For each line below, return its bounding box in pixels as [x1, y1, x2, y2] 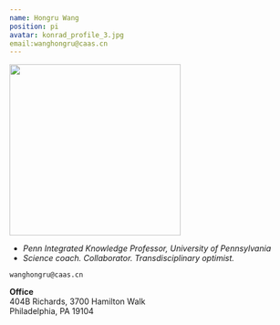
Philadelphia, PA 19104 [9, 306, 94, 317]
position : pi [9, 22, 59, 31]
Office [9, 287, 34, 298]
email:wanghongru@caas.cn [9, 38, 108, 48]
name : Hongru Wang [9, 13, 79, 23]
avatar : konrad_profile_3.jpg [9, 30, 125, 39]
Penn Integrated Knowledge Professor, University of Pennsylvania [22, 243, 272, 254]
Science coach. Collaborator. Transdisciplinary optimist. [22, 253, 235, 264]
